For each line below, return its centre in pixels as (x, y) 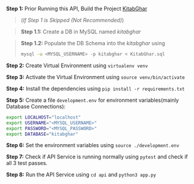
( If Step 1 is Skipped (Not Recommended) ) (72, 20)
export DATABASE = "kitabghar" (42, 134)
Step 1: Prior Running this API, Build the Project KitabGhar (77, 9)
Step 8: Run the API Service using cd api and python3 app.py (81, 174)
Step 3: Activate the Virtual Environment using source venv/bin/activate (96, 77)
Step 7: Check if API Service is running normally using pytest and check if (97, 157)
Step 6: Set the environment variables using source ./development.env (93, 145)
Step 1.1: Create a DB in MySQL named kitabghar (81, 32)
